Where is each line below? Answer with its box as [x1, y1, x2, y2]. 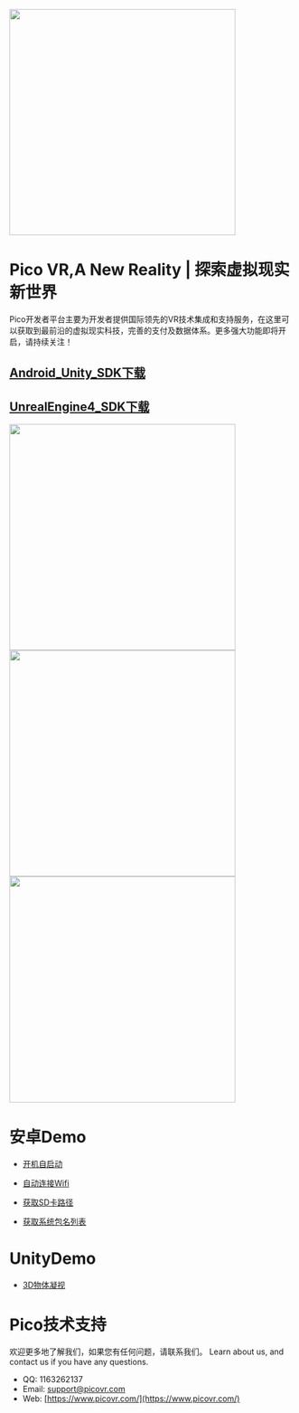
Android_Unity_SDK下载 [9, 365, 146, 381]
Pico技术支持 [9, 1314, 107, 1335]
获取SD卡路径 [22, 1197, 74, 1208]
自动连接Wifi [22, 1178, 70, 1189]
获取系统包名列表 [22, 1217, 87, 1228]
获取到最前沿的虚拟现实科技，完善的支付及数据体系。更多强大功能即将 [16, 325, 278, 336]
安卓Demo [9, 1127, 87, 1148]
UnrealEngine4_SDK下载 [9, 399, 150, 414]
